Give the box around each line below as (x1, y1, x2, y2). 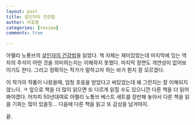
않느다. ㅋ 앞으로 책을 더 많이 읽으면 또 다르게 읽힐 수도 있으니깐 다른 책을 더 (6, 86, 179, 93)
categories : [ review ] (6, 24, 59, 31)
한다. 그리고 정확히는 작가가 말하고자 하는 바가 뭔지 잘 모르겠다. (21, 66, 165, 73)
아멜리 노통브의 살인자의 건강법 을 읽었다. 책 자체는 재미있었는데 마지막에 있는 (6, 52, 181, 59)
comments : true (6, 30, 43, 36)
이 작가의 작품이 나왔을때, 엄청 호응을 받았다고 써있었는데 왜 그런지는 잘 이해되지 (6, 79, 189, 86)
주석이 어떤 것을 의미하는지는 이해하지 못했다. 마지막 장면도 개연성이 (16, 59, 171, 66)
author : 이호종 (6, 19, 40, 25)
